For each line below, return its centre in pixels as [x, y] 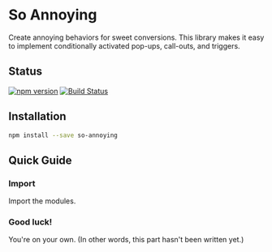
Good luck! [30, 222]
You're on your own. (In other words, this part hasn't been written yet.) [126, 240]
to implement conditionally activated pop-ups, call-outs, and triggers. [125, 45]
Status [26, 72]
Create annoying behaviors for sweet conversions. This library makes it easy [136, 37]
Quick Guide [40, 160]
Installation [37, 116]
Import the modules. [42, 201]
